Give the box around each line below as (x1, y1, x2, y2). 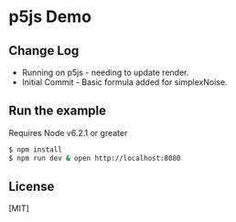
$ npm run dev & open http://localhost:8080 (8, 153, 181, 163)
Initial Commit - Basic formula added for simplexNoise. (21, 77, 228, 88)
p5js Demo (8, 6, 92, 27)
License (8, 178, 55, 194)
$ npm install (8, 144, 63, 154)
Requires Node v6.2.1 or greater (8, 127, 128, 138)
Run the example (8, 103, 107, 119)
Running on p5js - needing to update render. (21, 67, 189, 78)
